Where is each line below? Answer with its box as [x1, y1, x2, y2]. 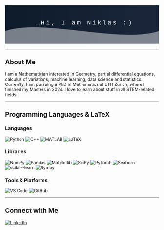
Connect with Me [5, 207, 59, 215]
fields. [5, 91, 18, 98]
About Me [5, 58, 36, 66]
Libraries [5, 148, 27, 155]
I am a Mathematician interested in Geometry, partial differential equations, [5, 71, 155, 77]
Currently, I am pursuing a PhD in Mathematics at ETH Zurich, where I [5, 81, 145, 87]
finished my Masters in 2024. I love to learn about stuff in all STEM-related [5, 86, 155, 92]
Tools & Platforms [5, 177, 48, 184]
